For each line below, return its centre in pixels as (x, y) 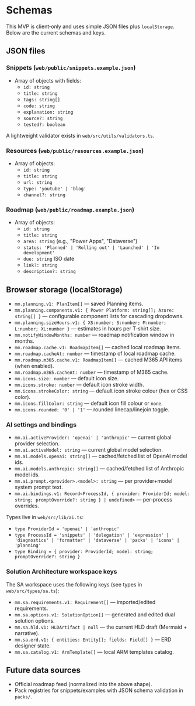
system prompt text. (39, 487)
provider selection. (37, 444)
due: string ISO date (49, 259)
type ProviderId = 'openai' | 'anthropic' (67, 529)
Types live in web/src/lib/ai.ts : (45, 517)
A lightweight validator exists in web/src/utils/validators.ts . (80, 135)
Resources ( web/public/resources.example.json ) (75, 151)
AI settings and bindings (41, 424)
